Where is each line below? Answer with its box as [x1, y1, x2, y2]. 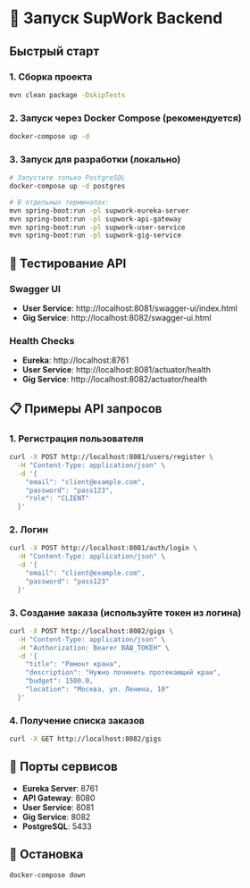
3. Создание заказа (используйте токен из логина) [9, 607, 242, 619]
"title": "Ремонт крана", [25, 660, 122, 669]
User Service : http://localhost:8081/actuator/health [21, 364, 212, 375]
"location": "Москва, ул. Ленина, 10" [25, 685, 170, 694]
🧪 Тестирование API [9, 256, 127, 271]
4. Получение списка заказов [9, 714, 145, 726]
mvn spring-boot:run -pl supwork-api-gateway [9, 214, 181, 223]
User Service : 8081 [21, 801, 95, 812]
